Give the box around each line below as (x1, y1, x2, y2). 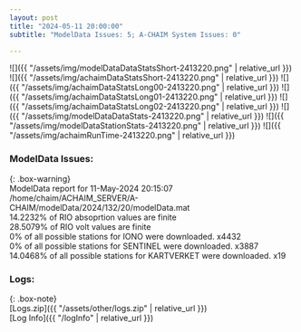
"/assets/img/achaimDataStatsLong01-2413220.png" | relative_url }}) (21, 91, 278, 102)
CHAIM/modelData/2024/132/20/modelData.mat (9, 202, 190, 213)
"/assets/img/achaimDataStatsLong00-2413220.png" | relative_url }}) (21, 82, 279, 93)
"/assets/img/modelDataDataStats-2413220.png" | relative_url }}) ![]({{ (21, 110, 284, 122)
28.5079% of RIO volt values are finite (9, 221, 151, 232)
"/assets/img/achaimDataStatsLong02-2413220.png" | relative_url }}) (21, 101, 279, 112)
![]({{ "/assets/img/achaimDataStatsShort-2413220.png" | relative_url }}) (9, 72, 279, 83)
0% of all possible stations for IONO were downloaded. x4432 (9, 231, 242, 242)
